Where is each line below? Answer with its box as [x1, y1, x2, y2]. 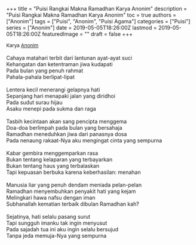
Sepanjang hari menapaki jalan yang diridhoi [6, 93, 115, 99]
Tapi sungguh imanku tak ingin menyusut [6, 219, 108, 226]
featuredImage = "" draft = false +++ [42, 30, 133, 38]
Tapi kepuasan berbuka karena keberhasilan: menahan [6, 169, 141, 176]
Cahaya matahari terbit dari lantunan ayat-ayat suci [6, 54, 133, 62]
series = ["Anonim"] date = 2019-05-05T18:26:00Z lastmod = [6, 24, 157, 31]
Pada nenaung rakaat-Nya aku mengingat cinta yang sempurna [6, 137, 163, 144]
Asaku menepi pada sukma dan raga [6, 105, 97, 112]
